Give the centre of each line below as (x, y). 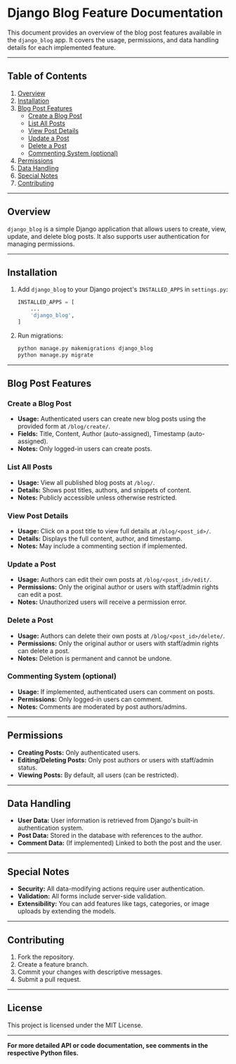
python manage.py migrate (55, 355)
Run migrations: (40, 335)
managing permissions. (41, 244)
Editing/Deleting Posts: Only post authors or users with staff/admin (116, 760)
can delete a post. (44, 650)
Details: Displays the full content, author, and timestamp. (100, 538)
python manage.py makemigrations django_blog (85, 348)
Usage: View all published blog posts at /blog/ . (86, 482)
